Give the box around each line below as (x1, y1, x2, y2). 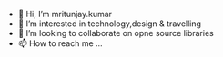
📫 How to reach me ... (17, 38, 103, 49)
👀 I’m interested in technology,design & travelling (17, 18, 202, 29)
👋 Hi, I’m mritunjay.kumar (17, 9, 112, 19)
